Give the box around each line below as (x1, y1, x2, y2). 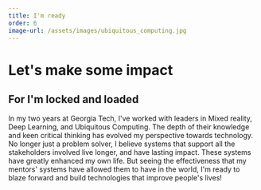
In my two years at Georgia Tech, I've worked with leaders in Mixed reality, (8, 113, 253, 124)
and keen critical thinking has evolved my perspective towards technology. (8, 131, 253, 141)
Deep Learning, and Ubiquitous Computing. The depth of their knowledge (8, 122, 250, 132)
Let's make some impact (8, 61, 173, 79)
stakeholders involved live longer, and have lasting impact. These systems (8, 148, 251, 157)
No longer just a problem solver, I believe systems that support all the (8, 139, 236, 148)
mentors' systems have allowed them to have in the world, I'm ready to (8, 164, 240, 174)
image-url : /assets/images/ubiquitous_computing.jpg (8, 26, 187, 34)
